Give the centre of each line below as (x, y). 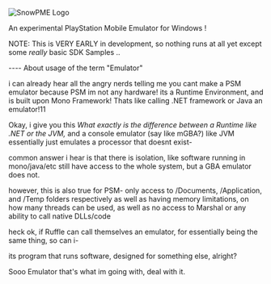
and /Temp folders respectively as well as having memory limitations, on (129, 199)
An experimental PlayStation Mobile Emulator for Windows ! (108, 28)
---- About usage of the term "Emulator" (76, 68)
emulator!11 (27, 109)
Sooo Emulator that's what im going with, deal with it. (97, 271)
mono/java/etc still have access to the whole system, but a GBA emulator (130, 166)
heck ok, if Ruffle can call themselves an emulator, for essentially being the (133, 232)
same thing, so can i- (44, 240)
